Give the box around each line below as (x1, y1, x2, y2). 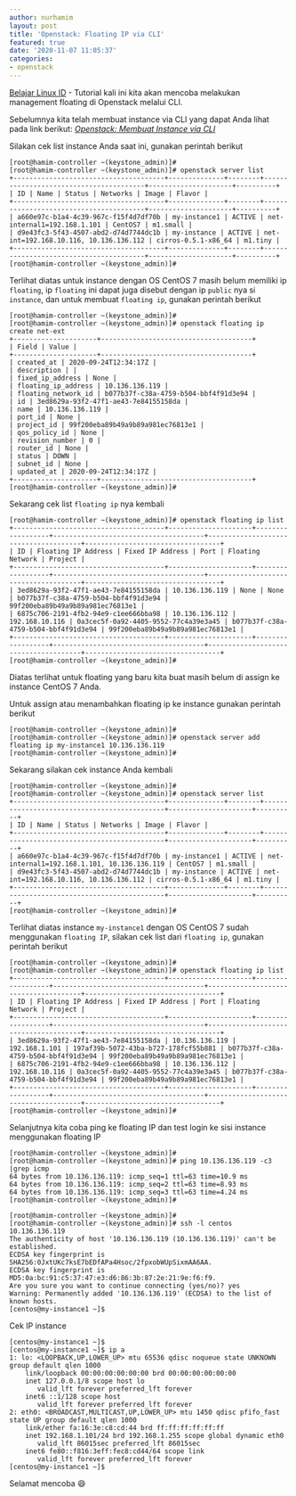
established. (9, 1242, 58, 1251)
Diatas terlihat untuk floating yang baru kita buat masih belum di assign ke (9, 671, 280, 682)
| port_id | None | (9, 412, 82, 422)
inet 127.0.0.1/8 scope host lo (25, 1377, 145, 1385)
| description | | (9, 366, 77, 374)
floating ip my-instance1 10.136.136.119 (9, 741, 165, 750)
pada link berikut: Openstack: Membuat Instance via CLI (9, 123, 216, 134)
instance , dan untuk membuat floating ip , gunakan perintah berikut (9, 293, 261, 304)
